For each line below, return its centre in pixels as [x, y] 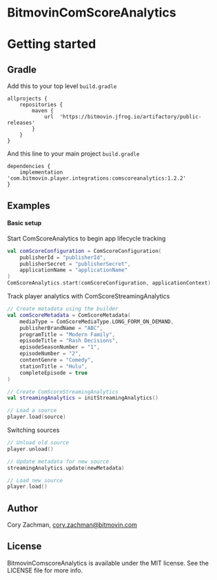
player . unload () [30, 449]
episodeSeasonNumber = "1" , [60, 347]
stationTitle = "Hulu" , [54, 366]
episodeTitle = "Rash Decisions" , [69, 341]
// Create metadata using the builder [63, 309]
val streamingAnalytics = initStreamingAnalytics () [83, 398]
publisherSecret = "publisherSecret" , [75, 264]
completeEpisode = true [54, 373]
